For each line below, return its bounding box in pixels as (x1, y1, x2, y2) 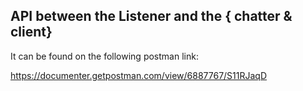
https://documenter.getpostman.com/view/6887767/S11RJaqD (10, 69, 268, 81)
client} (10, 24, 53, 41)
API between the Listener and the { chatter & (10, 8, 293, 25)
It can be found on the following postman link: (10, 50, 199, 62)
